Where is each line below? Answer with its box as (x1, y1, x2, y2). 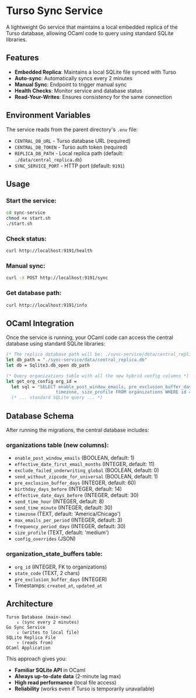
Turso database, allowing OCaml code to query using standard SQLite (6, 29, 174, 36)
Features (6, 53, 39, 63)
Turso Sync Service (6, 4, 103, 18)
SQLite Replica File (6, 635, 57, 641)
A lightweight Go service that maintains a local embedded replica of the (6, 23, 178, 30)
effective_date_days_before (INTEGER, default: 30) (14, 492, 139, 499)
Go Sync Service (6, 625, 45, 631)
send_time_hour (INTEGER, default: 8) (14, 498, 104, 505)
